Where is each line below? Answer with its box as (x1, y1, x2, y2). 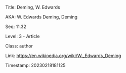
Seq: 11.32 (5, 23, 26, 29)
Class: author (5, 43, 33, 49)
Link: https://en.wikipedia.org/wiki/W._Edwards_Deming (5, 52, 121, 58)
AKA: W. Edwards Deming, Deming (5, 14, 77, 19)
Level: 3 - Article (5, 33, 40, 39)
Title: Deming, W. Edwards (5, 4, 61, 10)
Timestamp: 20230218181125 (5, 62, 66, 68)
